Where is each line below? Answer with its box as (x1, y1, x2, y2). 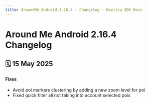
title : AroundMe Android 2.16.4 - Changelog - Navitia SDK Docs (5, 7, 142, 12)
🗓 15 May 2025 (5, 60, 54, 68)
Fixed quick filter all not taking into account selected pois (12, 93, 131, 99)
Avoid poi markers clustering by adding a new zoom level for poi (12, 87, 145, 93)
